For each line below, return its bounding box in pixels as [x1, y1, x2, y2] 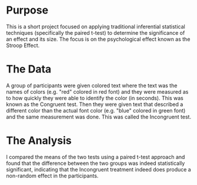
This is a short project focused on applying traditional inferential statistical [6, 23, 185, 30]
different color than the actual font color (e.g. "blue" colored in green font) [6, 107, 186, 114]
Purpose [6, 4, 49, 17]
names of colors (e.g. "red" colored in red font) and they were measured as [6, 88, 189, 95]
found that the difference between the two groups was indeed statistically [6, 160, 185, 167]
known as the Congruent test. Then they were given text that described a [6, 101, 183, 108]
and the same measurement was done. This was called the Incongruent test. [6, 113, 192, 120]
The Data [6, 62, 52, 76]
